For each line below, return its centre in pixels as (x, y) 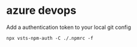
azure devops (42, 11)
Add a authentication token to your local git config (69, 27)
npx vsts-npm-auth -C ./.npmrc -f (50, 38)
